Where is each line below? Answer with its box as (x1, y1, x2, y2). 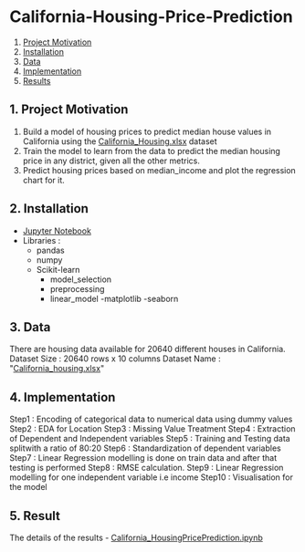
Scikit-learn (36, 264, 80, 275)
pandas (36, 245, 66, 255)
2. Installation (9, 201, 89, 216)
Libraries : (22, 234, 61, 245)
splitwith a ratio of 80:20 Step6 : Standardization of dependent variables (9, 443, 281, 453)
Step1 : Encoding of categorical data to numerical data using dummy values (9, 413, 293, 425)
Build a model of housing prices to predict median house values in (22, 126, 272, 137)
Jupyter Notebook (22, 225, 91, 236)
